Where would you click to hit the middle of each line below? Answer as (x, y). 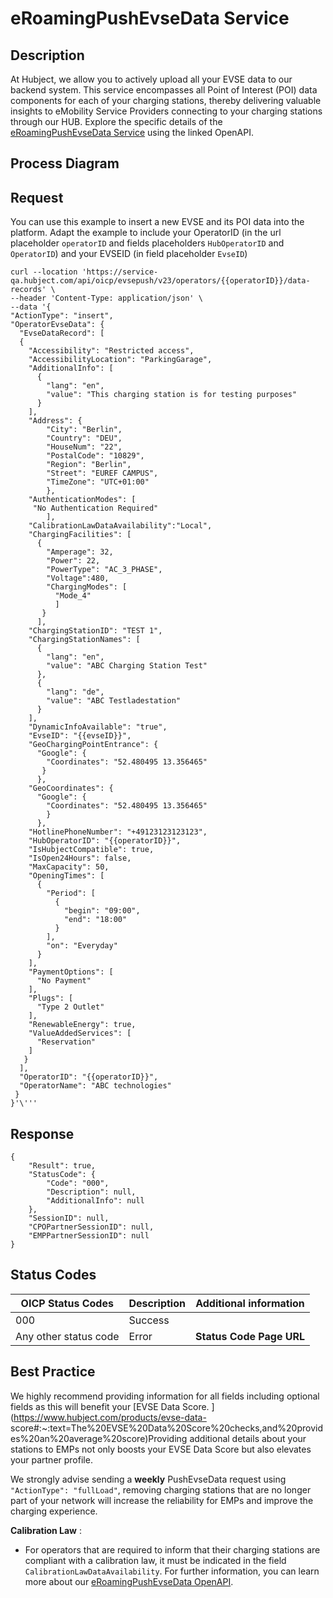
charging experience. (54, 1511)
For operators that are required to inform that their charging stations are (172, 1549)
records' (28, 290)
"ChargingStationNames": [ (84, 640)
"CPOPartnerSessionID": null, (91, 1227)
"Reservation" (66, 1042)
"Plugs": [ (51, 998)
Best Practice (53, 1372)
